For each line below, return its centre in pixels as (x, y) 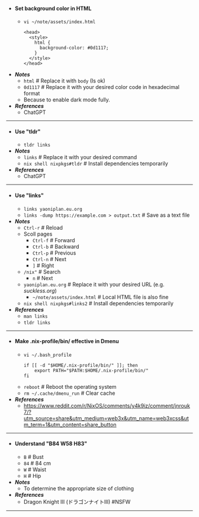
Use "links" (29, 195)
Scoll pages (38, 234)
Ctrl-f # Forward (54, 240)
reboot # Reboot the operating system (70, 386)
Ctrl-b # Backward (56, 246)
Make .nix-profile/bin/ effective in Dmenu (67, 341)
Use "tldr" (28, 131)
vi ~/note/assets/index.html (60, 22)
